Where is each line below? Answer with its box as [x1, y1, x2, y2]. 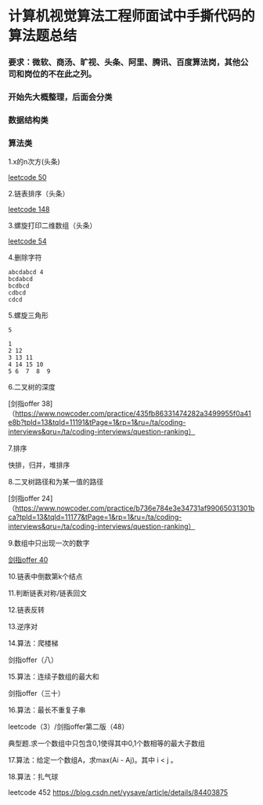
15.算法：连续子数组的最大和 [8, 672, 99, 682]
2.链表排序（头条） [8, 189, 70, 199]
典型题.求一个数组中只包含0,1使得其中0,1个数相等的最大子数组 [8, 739, 206, 748]
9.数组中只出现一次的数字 [8, 539, 90, 548]
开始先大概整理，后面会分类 [8, 92, 113, 103]
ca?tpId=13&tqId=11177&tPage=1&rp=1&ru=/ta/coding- [8, 512, 182, 522]
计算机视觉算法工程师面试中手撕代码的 [8, 7, 256, 25]
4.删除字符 [8, 253, 42, 262]
